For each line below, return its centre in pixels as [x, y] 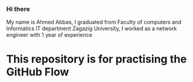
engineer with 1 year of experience [49, 35]
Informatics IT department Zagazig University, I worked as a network [91, 28]
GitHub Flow [38, 72]
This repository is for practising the [96, 59]
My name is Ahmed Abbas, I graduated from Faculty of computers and [94, 22]
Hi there [18, 9]
